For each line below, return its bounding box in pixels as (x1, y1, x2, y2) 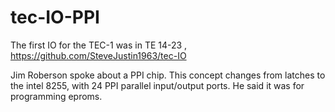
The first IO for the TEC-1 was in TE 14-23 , (10, 39, 188, 51)
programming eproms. (10, 90, 103, 102)
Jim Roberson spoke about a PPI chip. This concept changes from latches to (10, 69, 326, 81)
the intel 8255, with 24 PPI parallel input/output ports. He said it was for (10, 79, 305, 91)
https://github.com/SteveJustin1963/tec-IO (10, 49, 187, 61)
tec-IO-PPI (10, 6, 100, 29)
